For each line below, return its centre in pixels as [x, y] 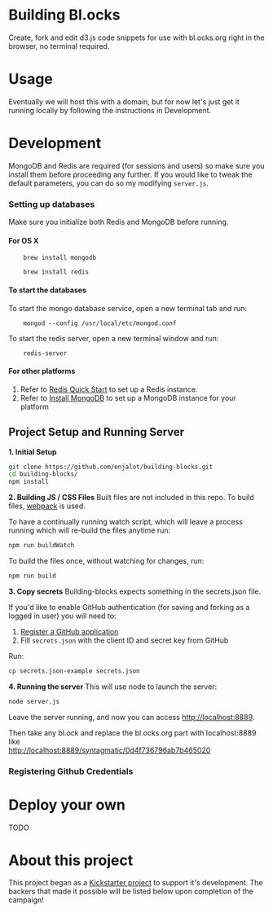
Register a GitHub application [69, 631]
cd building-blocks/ [44, 474]
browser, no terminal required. [59, 46]
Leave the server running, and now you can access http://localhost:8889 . [132, 717]
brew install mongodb [59, 258]
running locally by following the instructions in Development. [110, 110]
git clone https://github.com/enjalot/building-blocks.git [111, 467]
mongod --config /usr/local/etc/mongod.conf [100, 323]
